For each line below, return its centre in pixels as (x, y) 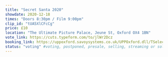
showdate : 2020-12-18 (28, 14)
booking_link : (20, 42)
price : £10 (16, 28)
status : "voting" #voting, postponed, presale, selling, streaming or (80, 47)
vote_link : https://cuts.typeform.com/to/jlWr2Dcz (59, 38)
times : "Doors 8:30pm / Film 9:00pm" (44, 19)
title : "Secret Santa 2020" (34, 10)
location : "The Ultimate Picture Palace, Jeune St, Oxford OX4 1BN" (78, 33)
